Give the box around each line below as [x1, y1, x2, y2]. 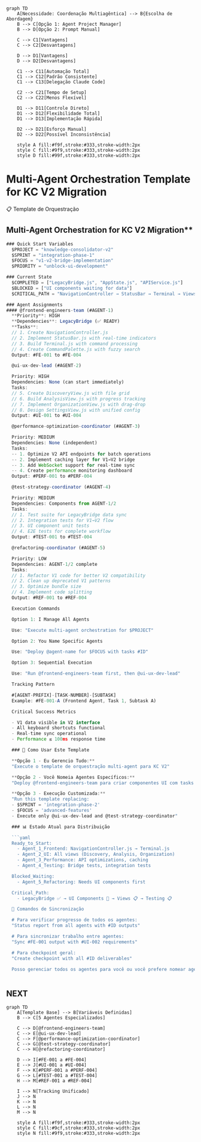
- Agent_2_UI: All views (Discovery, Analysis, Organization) [17, 852, 175, 858]
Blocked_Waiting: [11, 873, 55, 879]
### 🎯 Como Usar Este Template [11, 747, 90, 753]
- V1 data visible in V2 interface [11, 720, 100, 726]
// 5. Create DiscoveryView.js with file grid [11, 390, 130, 396]
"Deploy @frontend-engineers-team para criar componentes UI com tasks [11, 780, 194, 786]
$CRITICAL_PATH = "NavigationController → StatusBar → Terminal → [11, 290, 181, 297]
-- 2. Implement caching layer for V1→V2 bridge [11, 457, 135, 463]
